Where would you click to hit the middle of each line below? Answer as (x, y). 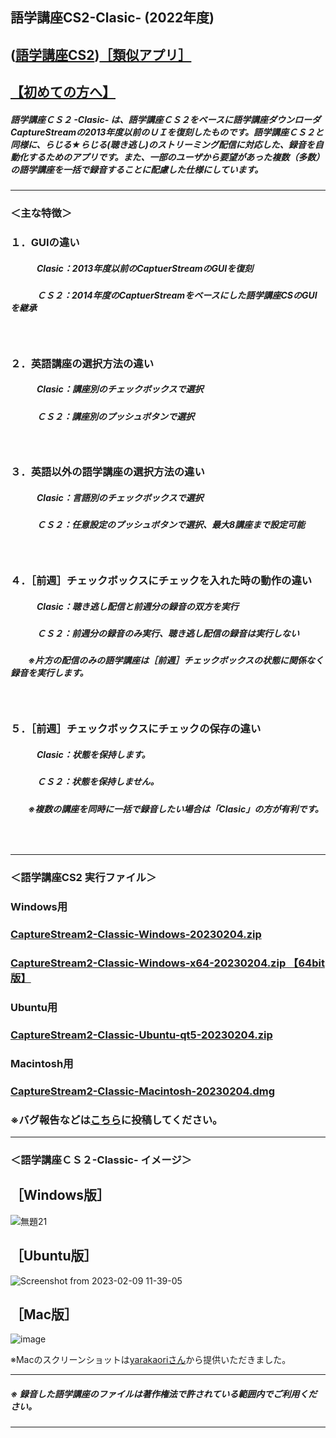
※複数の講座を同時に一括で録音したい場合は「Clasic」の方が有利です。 (175, 809)
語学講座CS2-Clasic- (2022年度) (112, 18)
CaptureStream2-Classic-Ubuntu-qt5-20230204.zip (141, 1035)
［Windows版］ (60, 1195)
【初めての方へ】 (63, 92)
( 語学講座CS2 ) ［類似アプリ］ (101, 54)
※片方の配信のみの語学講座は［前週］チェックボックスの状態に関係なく (175, 660)
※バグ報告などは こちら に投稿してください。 (116, 1120)
